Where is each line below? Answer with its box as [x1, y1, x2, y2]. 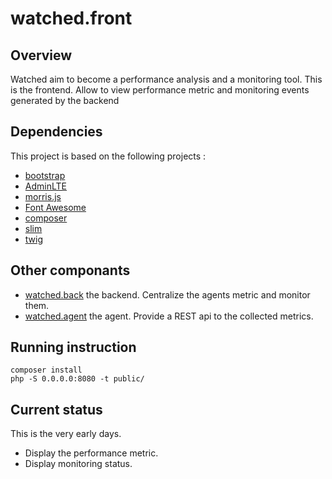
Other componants [10, 262, 131, 279]
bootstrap [24, 169, 66, 181]
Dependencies [10, 123, 103, 141]
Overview [10, 47, 73, 64]
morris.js [24, 190, 62, 202]
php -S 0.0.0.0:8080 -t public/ [10, 374, 145, 384]
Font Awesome [24, 201, 87, 213]
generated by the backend [10, 95, 120, 106]
